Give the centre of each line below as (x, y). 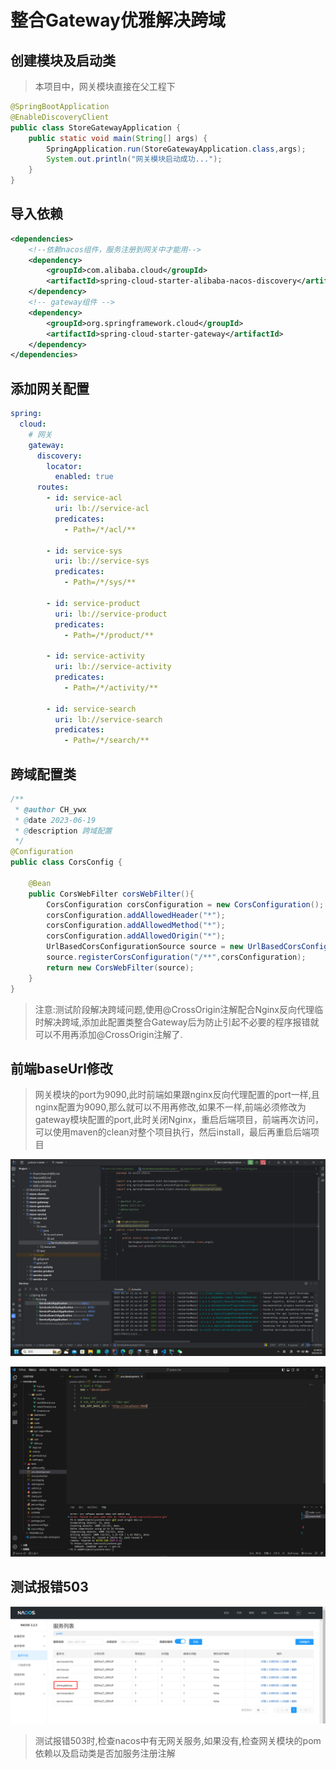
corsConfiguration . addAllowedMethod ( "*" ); (136, 926)
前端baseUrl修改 (61, 1068)
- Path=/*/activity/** (111, 687)
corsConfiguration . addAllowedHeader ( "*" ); (136, 915)
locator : (64, 466)
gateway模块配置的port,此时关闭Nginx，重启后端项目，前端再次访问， (179, 1120)
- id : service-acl (84, 498)
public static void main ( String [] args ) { (118, 138)
